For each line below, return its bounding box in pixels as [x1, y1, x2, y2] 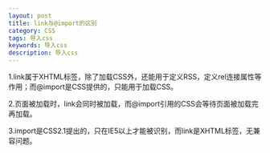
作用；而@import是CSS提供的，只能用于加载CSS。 [8, 82, 178, 91]
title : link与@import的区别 [8, 19, 98, 27]
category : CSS [8, 26, 56, 34]
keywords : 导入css [8, 42, 67, 50]
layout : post [8, 11, 52, 20]
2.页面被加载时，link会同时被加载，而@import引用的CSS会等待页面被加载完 [8, 99, 259, 108]
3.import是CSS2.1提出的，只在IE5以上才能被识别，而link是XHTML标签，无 [8, 126, 254, 135]
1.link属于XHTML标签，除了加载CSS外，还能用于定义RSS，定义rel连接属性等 [8, 72, 262, 81]
